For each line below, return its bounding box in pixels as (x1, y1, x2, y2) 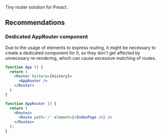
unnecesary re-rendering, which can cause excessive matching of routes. (5, 55, 157, 61)
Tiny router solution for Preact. (5, 4, 68, 10)
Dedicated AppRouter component (5, 33, 88, 40)
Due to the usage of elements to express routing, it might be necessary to (5, 45, 156, 50)
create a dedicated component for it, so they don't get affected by (5, 49, 141, 56)
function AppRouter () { (5, 101, 57, 106)
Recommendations (5, 18, 65, 27)
